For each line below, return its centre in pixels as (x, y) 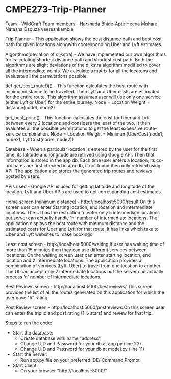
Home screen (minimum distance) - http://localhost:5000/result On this (80, 202)
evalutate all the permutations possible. (47, 76)
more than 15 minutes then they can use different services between (76, 250)
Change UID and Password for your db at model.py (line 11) (82, 349)
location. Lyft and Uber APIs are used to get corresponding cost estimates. (84, 192)
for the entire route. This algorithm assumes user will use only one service (83, 97)
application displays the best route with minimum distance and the (75, 223)
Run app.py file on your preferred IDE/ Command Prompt (80, 360)
